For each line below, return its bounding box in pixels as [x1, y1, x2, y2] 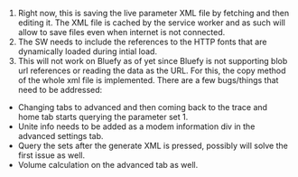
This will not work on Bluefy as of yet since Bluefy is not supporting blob [17, 56, 288, 66]
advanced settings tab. [17, 131, 104, 141]
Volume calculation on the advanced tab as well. [17, 160, 199, 170]
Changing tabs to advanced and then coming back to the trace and [17, 102, 268, 112]
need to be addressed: [17, 85, 103, 95]
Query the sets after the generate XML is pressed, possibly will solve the [17, 140, 289, 151]
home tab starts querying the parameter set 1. [17, 112, 189, 122]
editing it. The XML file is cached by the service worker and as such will [17, 17, 286, 28]
